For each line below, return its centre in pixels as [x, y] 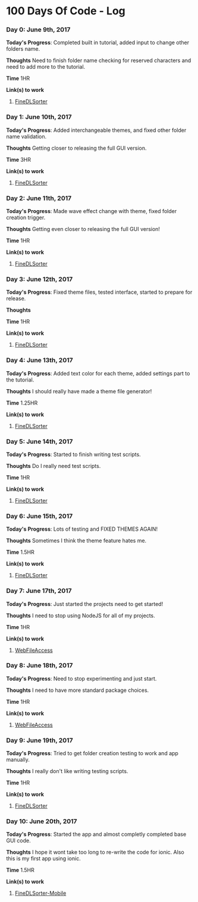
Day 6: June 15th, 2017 [40, 516]
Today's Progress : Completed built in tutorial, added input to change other [98, 42]
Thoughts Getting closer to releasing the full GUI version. [76, 148]
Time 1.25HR [22, 403]
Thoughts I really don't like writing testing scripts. [67, 771]
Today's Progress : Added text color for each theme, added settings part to [98, 373]
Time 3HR [19, 159]
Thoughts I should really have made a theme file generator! [79, 391]
